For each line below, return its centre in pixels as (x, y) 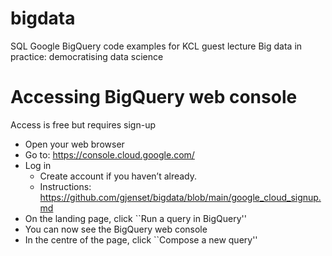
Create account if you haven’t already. (118, 176)
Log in (38, 165)
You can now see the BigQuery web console (116, 229)
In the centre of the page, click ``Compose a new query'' (141, 239)
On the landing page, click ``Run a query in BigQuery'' (135, 218)
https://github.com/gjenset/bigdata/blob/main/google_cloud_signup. (180, 197)
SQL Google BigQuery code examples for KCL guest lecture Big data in (156, 46)
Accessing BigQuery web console (154, 97)
